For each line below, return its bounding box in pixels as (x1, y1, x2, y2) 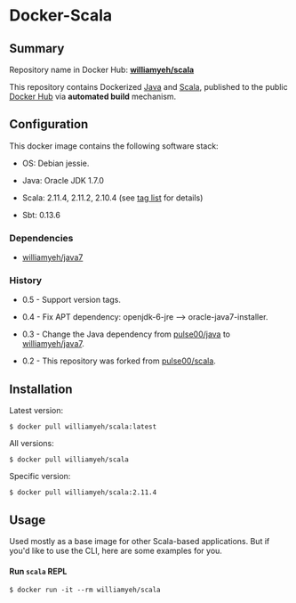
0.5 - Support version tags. (21, 295, 122, 306)
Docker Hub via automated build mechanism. (9, 91, 177, 102)
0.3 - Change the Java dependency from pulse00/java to (21, 329, 231, 339)
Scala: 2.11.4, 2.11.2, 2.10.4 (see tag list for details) (21, 192, 204, 203)
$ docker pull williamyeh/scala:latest (9, 422, 157, 432)
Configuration (9, 117, 89, 132)
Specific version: (9, 471, 71, 482)
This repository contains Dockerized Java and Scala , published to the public (9, 82, 288, 92)
